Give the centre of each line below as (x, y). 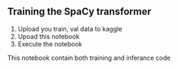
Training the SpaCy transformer (79, 12)
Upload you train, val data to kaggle (70, 28)
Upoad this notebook (48, 36)
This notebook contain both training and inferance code (89, 58)
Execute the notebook (50, 44)
